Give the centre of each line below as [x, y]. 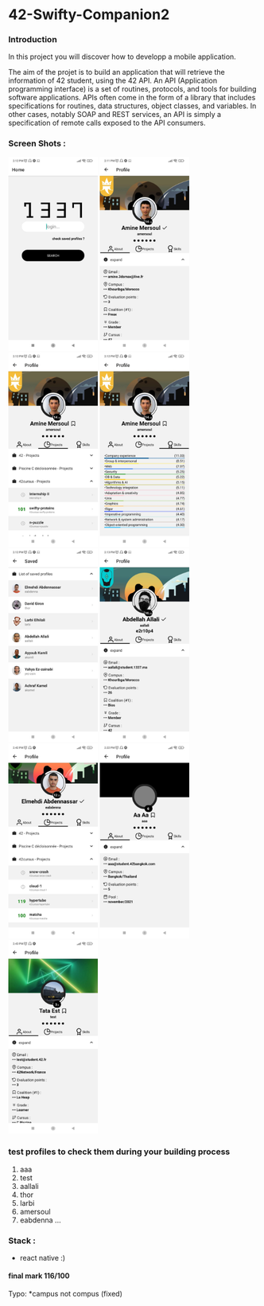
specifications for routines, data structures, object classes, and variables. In [132, 106]
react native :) [43, 1257]
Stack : [22, 1241]
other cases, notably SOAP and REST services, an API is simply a [115, 115]
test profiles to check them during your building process [119, 1152]
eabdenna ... [40, 1220]
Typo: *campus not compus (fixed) [66, 1294]
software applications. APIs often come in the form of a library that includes [132, 98]
